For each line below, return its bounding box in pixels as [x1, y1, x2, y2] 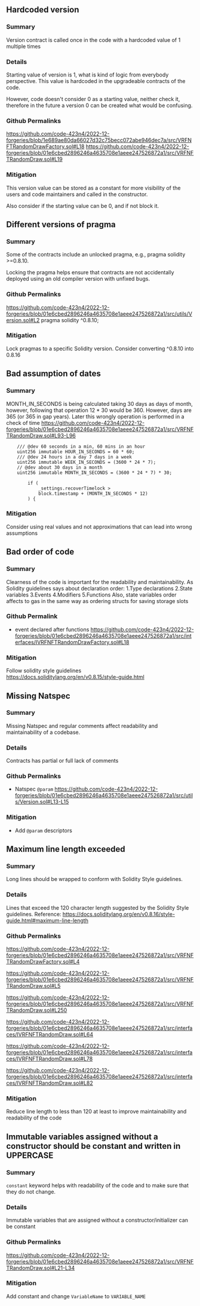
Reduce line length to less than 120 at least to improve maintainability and [6, 1108, 187, 1115]
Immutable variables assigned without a [6, 1131, 158, 1142]
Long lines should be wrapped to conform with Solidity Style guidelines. [6, 876, 183, 883]
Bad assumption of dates [6, 369, 101, 379]
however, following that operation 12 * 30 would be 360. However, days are [6, 406, 192, 414]
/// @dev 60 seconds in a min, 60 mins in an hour [17, 444, 146, 449]
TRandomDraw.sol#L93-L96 [6, 432, 76, 439]
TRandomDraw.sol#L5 [6, 982, 61, 989]
